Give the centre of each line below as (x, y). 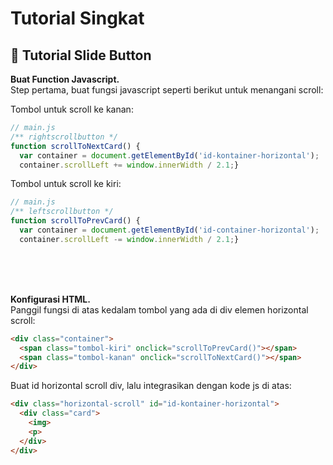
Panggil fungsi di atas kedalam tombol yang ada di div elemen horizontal (159, 309)
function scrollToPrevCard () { (75, 221)
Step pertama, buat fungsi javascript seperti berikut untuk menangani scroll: (167, 90)
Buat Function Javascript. (65, 79)
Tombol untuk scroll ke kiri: (66, 184)
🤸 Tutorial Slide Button (81, 55)
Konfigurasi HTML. (50, 299)
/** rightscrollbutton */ (64, 137)
